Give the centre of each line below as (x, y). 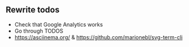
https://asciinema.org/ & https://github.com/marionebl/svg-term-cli (98, 37)
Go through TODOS (39, 31)
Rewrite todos (33, 10)
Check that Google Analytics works (59, 24)
